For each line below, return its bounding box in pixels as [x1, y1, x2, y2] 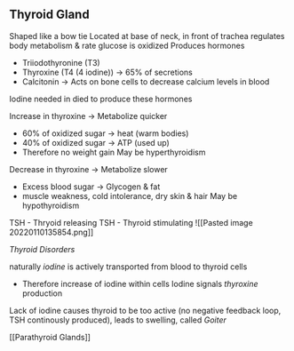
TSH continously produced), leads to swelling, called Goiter [9, 315, 226, 325]
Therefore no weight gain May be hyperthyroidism [21, 147, 206, 157]
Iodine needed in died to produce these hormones [9, 93, 193, 104]
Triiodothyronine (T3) [21, 57, 100, 68]
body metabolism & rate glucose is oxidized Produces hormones [9, 40, 245, 51]
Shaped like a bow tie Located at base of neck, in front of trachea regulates [9, 30, 285, 41]
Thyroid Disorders [9, 243, 75, 254]
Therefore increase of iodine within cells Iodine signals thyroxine [21, 278, 259, 289]
